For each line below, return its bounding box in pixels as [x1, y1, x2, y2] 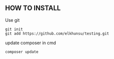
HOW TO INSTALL [5, 4, 61, 12]
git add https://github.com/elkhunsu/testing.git [5, 31, 110, 36]
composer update [5, 49, 38, 54]
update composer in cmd [5, 40, 56, 46]
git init [5, 27, 23, 32]
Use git [5, 17, 20, 23]
